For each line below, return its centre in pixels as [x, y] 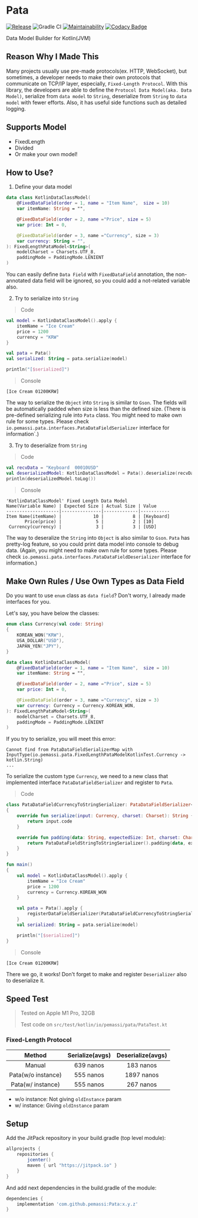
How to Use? [30, 172]
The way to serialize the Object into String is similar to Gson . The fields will [96, 402]
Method [36, 1055]
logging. [16, 108]
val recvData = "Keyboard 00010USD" [52, 468]
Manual [35, 1065]
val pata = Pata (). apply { [50, 908]
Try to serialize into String [47, 298]
